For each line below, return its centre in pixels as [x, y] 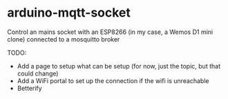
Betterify [30, 88]
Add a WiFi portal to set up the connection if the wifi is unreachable [113, 80]
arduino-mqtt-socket [69, 13]
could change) [38, 73]
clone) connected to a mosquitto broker [64, 39]
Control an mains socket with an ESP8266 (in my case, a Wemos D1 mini [110, 32]
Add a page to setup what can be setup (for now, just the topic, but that [119, 66]
